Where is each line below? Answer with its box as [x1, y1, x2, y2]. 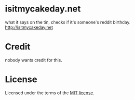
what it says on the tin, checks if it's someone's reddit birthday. [5, 19, 131, 25]
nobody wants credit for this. [5, 57, 63, 63]
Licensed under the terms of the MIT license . [5, 90, 94, 96]
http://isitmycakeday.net [5, 24, 53, 30]
